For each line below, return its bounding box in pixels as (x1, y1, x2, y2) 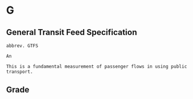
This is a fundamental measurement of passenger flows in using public (6, 63, 187, 69)
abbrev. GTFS (6, 43, 39, 49)
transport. (6, 69, 33, 75)
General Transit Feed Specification (6, 27, 138, 37)
